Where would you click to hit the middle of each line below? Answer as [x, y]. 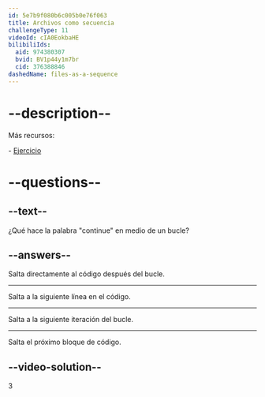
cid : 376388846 [40, 67]
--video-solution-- [55, 367]
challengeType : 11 [38, 30]
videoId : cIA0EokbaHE [44, 37]
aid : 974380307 [40, 52]
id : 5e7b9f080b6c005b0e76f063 [58, 15]
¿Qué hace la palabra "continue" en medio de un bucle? [99, 230]
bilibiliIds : [30, 45]
